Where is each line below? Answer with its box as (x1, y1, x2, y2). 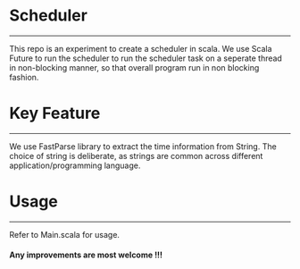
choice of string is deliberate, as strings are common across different (9, 150, 263, 161)
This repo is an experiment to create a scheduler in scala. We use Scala (9, 43, 272, 54)
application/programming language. (9, 160, 141, 171)
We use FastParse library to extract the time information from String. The (9, 140, 277, 152)
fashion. (9, 71, 39, 82)
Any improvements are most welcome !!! (9, 249, 163, 260)
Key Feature (9, 104, 101, 123)
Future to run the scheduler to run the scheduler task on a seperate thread (9, 53, 283, 63)
